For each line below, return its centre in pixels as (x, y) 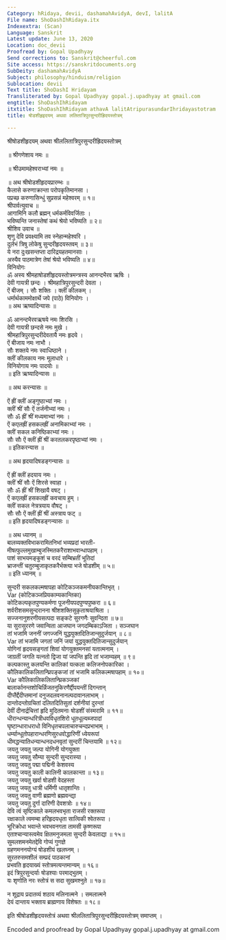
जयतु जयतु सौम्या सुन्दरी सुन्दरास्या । (47, 757)
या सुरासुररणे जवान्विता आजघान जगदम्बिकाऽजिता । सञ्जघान (73, 626)
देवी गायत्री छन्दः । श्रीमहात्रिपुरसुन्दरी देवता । (54, 283)
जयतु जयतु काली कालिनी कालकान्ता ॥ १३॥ (55, 772)
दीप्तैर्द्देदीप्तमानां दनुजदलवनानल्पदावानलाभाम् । (56, 695)
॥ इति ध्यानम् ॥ (24, 573)
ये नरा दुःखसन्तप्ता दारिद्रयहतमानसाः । (48, 252)
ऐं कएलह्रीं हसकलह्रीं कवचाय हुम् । (43, 497)
